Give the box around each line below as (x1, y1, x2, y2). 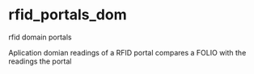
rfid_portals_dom (8, 6, 127, 24)
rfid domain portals (8, 32, 73, 42)
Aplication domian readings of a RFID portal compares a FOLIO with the (8, 47, 247, 57)
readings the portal (8, 56, 72, 66)
